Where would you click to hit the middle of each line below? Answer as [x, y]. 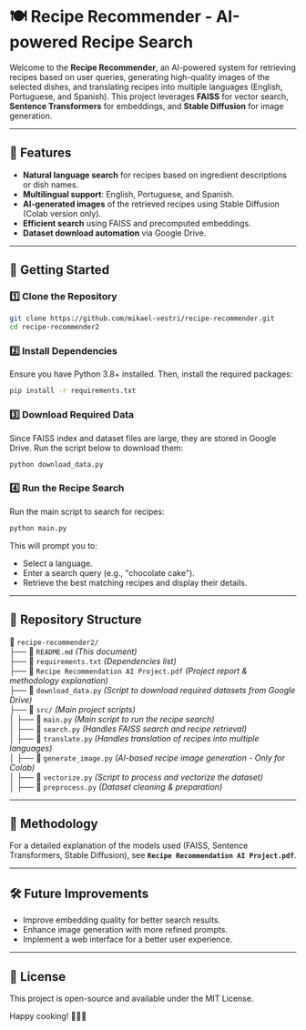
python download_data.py [56, 464]
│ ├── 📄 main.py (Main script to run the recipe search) [112, 719]
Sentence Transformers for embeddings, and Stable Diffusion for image [147, 106]
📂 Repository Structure [76, 620]
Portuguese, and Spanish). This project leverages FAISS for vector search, [149, 96]
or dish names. [51, 184]
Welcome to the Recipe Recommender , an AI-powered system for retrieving [153, 67]
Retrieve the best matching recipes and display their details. [135, 582]
